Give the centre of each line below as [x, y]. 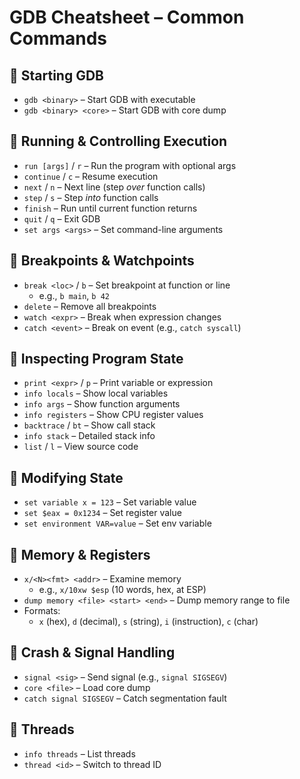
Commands [58, 38]
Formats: [42, 611]
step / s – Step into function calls [91, 197]
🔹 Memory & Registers [80, 554]
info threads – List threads [79, 753]
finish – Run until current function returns [110, 208]
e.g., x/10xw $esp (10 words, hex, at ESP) [122, 590]
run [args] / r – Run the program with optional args [130, 165]
